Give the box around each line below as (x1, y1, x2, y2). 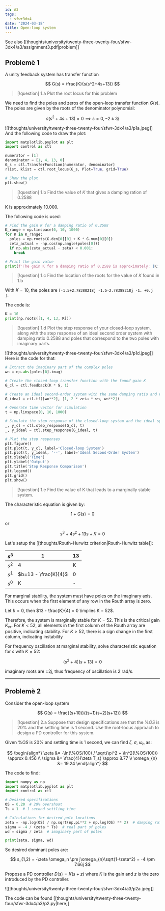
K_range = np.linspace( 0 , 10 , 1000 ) (5, 227, 80, 232)
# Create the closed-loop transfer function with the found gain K (5, 378, 146, 383)
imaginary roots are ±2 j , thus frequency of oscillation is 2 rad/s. (5, 668, 134, 674)
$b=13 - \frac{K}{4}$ (18, 571, 68, 578)
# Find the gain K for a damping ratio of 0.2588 (5, 223, 109, 228)
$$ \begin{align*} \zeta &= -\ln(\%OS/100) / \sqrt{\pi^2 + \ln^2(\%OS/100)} (7, 750, 158, 756)
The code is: (5, 302, 30, 308)
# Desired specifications (5, 798, 58, 802)
